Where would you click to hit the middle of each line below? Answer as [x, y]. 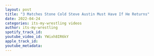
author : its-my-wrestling [31, 28]
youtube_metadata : [24, 46]
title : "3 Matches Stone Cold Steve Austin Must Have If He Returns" [77, 14]
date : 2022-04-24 [23, 19]
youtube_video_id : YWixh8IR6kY [37, 37]
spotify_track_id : [24, 32]
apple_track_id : [22, 41]
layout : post [18, 9]
